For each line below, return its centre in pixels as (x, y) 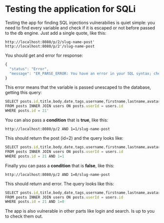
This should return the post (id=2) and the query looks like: (64, 138)
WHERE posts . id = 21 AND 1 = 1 (35, 156)
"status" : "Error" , (29, 69)
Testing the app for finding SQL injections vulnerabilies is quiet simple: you (80, 23)
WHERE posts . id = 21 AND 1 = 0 (35, 202)
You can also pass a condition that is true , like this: (57, 120)
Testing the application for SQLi (70, 9)
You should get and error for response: (44, 55)
